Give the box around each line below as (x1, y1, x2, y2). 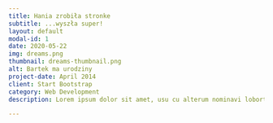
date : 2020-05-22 (8, 42, 67, 51)
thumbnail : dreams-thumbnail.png (8, 58, 122, 66)
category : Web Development (8, 87, 100, 96)
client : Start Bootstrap (8, 80, 93, 88)
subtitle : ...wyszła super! (8, 20, 104, 28)
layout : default (8, 27, 63, 35)
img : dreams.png (8, 50, 63, 58)
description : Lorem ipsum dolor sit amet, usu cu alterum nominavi (8, 95, 242, 103)
